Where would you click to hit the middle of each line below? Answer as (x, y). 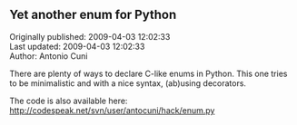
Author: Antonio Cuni (49, 56)
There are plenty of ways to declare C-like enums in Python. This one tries (148, 73)
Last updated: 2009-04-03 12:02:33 (77, 46)
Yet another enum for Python (93, 15)
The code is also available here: (69, 101)
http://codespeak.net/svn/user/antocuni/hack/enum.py (112, 110)
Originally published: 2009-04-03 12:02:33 (90, 36)
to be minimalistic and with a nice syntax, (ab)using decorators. (128, 83)
